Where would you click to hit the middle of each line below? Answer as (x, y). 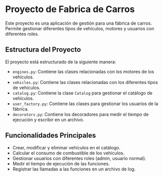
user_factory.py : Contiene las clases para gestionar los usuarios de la (85, 104)
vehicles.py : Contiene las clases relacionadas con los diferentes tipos (85, 82)
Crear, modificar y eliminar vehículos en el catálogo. (66, 147)
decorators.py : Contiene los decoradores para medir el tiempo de (80, 114)
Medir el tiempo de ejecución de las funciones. (61, 163)
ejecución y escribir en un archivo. (48, 120)
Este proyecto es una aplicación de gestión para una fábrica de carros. (79, 23)
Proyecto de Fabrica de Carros (70, 9)
